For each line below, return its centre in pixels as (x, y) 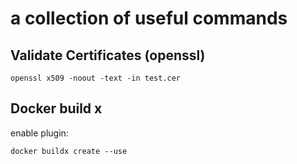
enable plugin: (39, 133)
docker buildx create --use (69, 151)
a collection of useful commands (149, 18)
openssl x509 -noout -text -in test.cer (96, 78)
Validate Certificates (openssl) (108, 55)
